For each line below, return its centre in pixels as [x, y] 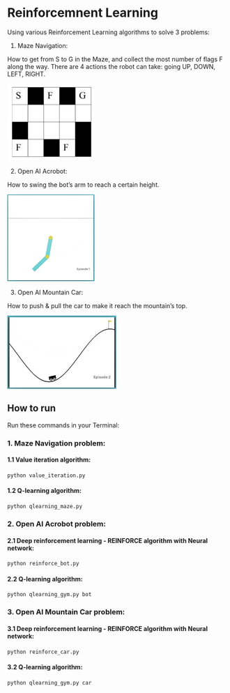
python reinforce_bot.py [43, 564]
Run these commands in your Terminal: [63, 425]
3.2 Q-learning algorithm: [45, 667]
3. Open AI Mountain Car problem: [66, 612]
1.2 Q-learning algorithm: [45, 491]
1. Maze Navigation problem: [56, 443]
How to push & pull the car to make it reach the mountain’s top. [97, 306]
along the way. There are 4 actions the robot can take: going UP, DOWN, [112, 66]
